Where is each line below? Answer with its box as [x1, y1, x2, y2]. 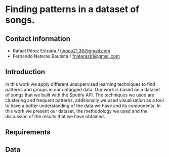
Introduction [5, 68, 46, 76]
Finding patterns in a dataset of [5, 4, 140, 15]
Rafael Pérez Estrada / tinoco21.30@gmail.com [12, 48, 110, 54]
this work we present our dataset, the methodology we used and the [5, 108, 148, 114]
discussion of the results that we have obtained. [5, 113, 105, 119]
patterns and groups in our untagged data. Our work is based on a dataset [5, 86, 160, 92]
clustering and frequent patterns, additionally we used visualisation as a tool [5, 97, 164, 103]
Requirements [5, 128, 51, 137]
